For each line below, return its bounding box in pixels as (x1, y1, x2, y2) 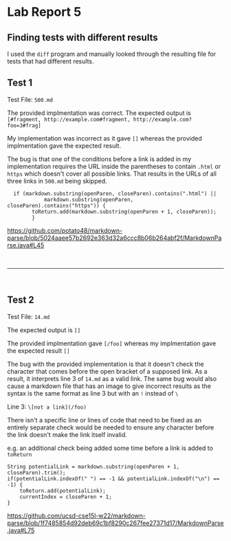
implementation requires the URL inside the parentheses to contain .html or (7, 162, 221, 170)
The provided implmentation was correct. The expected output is (7, 108, 191, 117)
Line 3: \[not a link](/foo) (7, 402, 87, 411)
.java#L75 (7, 526, 35, 534)
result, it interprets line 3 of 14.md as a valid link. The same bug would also (7, 374, 217, 382)
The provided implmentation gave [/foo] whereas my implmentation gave (7, 339, 217, 347)
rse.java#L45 (7, 241, 45, 249)
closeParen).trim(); (7, 469, 67, 476)
